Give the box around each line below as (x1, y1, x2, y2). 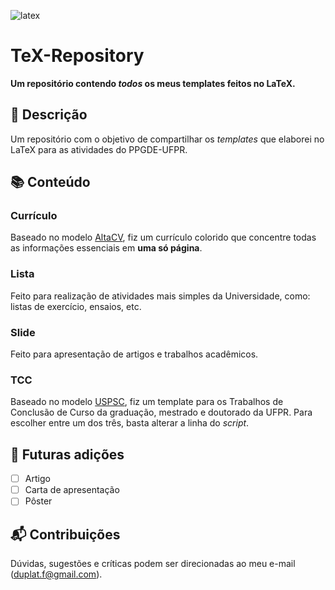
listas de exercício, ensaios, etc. (10, 300, 142, 312)
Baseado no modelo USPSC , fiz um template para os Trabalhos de (10, 396, 284, 408)
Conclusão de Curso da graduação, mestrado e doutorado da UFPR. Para (10, 406, 313, 419)
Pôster (24, 495, 53, 507)
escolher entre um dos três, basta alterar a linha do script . (10, 417, 250, 429)
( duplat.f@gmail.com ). (10, 568, 103, 580)
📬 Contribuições (10, 526, 121, 543)
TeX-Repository (10, 45, 145, 67)
